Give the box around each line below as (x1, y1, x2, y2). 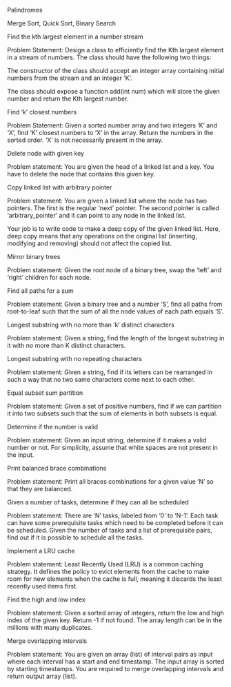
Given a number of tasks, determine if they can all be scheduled (7, 498, 189, 506)
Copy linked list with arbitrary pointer (7, 183, 112, 192)
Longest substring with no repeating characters (7, 355, 143, 362)
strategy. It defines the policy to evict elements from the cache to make (7, 568, 210, 575)
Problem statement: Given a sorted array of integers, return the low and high (7, 609, 224, 617)
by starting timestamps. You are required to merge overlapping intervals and (7, 665, 224, 673)
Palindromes (7, 6, 43, 14)
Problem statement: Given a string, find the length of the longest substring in (7, 334, 225, 342)
